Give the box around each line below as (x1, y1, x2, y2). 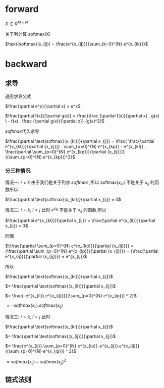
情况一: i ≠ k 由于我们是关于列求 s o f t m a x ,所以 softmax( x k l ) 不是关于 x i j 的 (5, 179, 155, 186)
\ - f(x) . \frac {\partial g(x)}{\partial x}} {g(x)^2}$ (5, 118, 105, 124)
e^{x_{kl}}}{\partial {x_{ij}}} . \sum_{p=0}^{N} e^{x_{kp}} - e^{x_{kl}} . (5, 143, 146, 149)
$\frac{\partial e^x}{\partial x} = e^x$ (5, 103, 81, 109)
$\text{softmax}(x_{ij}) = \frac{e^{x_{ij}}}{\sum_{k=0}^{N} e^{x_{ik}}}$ (5, 41, 148, 47)
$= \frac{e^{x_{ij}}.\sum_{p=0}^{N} (5, 343, 77, 349)
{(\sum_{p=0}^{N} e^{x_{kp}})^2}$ (5, 154, 76, 160)
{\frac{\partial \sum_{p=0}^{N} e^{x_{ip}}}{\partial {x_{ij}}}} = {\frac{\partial (5, 248, 159, 254)
